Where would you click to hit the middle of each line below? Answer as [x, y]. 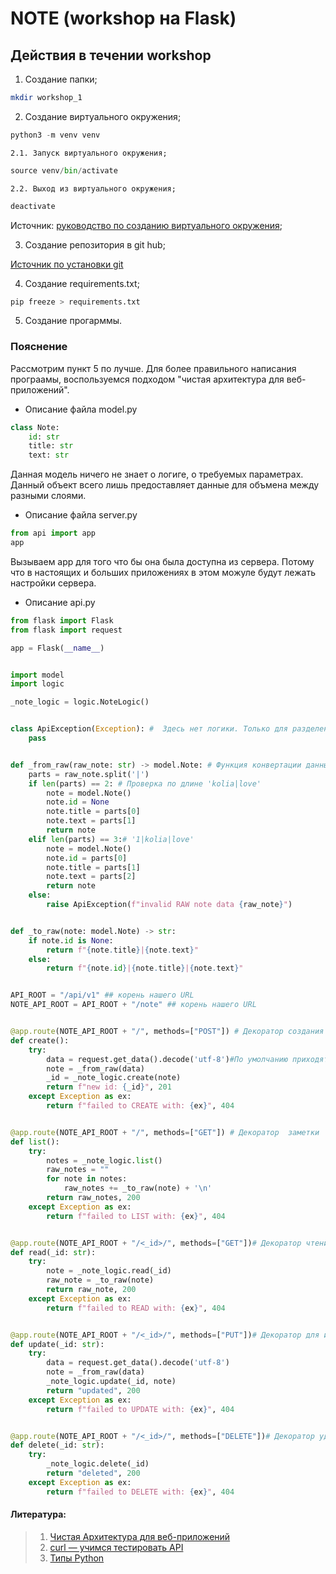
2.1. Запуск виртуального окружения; [89, 153]
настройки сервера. [53, 583]
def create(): [40, 1040]
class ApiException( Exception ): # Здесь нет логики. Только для [149, 729]
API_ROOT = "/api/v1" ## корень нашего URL [102, 995]
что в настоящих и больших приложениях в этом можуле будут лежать [163, 572]
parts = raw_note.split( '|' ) [89, 774]
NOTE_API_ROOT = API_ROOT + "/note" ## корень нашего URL [133, 1005]
